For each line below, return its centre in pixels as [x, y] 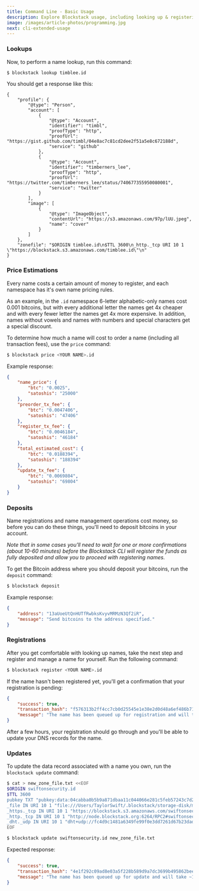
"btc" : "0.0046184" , [53, 432]
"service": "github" [74, 147]
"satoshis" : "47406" [53, 415]
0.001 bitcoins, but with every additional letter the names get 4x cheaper [95, 307]
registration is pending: [35, 687]
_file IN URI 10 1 [29, 805]
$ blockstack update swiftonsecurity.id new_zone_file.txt [81, 838]
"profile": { [33, 100]
